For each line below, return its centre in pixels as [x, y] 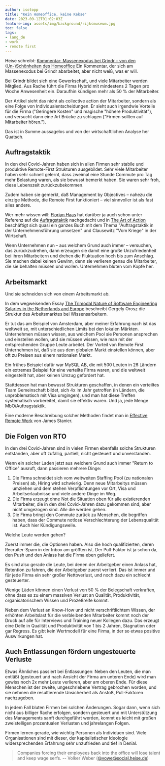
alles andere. [18, 205]
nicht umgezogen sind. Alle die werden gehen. [59, 510]
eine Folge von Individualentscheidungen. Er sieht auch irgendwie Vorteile [80, 106]
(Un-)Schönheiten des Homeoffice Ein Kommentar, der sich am [69, 66]
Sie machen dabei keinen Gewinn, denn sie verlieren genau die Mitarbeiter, [81, 261]
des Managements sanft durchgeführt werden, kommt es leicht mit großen [81, 718]
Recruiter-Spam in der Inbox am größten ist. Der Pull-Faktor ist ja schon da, [81, 550]
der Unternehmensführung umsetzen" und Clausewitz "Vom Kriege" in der [81, 231]
